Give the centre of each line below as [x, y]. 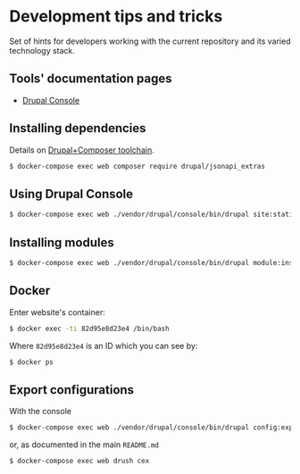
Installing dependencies [78, 128]
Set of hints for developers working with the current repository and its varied [150, 41]
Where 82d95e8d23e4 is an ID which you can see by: [104, 345]
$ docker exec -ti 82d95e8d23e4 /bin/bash [89, 328]
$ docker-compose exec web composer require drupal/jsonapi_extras [137, 166]
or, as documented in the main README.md [84, 445]
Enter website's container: [57, 312]
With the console [40, 412]
